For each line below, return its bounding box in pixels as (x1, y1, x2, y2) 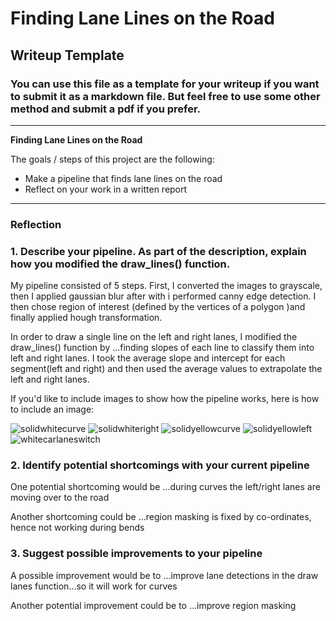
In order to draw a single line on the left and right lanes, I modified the (10, 331, 298, 343)
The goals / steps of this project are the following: (10, 153, 215, 165)
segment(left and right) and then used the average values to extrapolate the (10, 363, 323, 375)
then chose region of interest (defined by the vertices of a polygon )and (10, 301, 306, 313)
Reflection (10, 217, 62, 231)
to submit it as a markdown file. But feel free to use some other (10, 89, 321, 103)
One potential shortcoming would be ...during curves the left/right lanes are (10, 481, 321, 493)
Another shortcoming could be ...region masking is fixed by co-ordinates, (10, 511, 312, 523)
